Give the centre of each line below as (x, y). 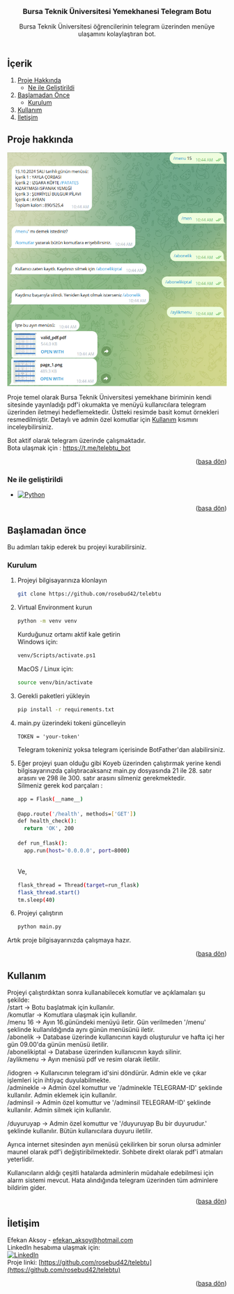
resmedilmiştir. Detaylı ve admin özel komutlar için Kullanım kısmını (103, 420)
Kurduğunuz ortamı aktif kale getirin (69, 634)
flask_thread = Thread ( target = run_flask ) (78, 885)
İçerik (20, 63)
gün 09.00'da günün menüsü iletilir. (58, 1045)
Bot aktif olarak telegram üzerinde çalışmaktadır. (77, 441)
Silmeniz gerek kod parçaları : (60, 785)
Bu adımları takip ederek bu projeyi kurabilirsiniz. (77, 547)
